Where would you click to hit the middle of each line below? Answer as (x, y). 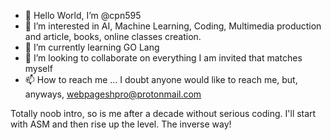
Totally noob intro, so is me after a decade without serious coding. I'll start (163, 113)
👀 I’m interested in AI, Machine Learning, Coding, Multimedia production (173, 26)
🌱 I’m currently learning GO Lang (92, 47)
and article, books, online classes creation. (113, 36)
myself (38, 68)
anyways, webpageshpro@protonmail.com (113, 94)
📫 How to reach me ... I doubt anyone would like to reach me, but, (161, 79)
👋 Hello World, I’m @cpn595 (83, 15)
